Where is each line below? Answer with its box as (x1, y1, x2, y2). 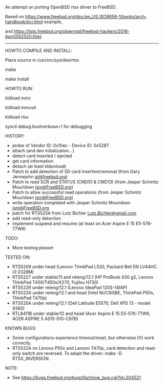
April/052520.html (5, 34, 42, 39)
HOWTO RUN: (5, 86, 34, 91)
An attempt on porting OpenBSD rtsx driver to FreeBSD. (5, 4, 117, 10)
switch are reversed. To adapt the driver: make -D (21, 350, 122, 356)
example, (43, 19, 62, 24)
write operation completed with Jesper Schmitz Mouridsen (12, 200, 131, 205)
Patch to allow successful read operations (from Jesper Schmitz (12, 190, 142, 195)
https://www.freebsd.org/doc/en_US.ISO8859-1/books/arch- (25, 14, 147, 19)
